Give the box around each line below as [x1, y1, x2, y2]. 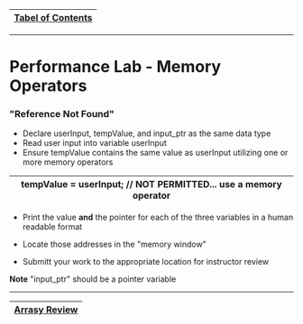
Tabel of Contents [14, 12, 93, 23]
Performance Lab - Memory [9, 57, 222, 77]
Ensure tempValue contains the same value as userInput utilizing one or [22, 148, 289, 158]
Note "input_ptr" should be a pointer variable [9, 274, 177, 284]
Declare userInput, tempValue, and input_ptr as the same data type [22, 128, 271, 139]
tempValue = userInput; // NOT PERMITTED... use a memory [21, 178, 282, 191]
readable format [22, 221, 83, 232]
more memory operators [22, 157, 114, 167]
